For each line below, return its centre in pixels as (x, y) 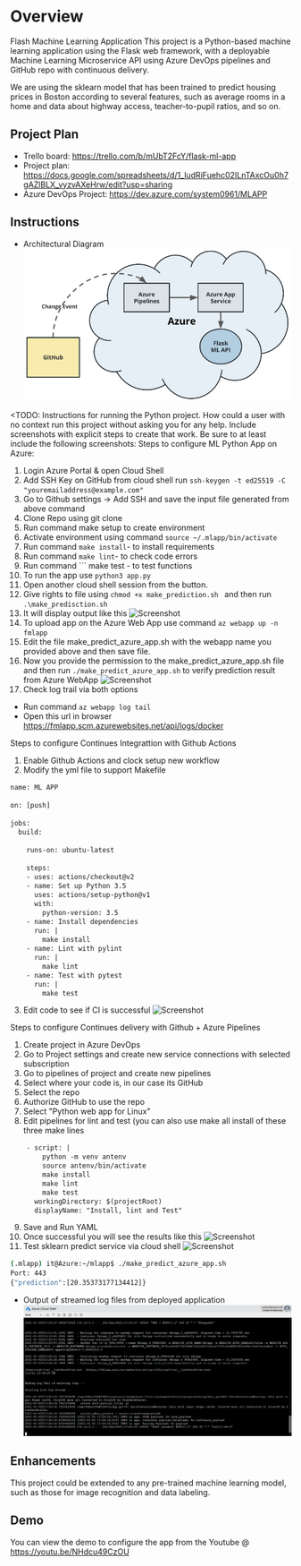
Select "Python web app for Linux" (87, 1111)
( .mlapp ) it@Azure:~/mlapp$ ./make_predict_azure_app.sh (118, 1264)
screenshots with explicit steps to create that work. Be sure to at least (138, 434)
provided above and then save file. (87, 652)
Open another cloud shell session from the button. (115, 585)
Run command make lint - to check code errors (110, 556)
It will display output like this (75, 613)
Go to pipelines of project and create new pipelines (117, 1074)
